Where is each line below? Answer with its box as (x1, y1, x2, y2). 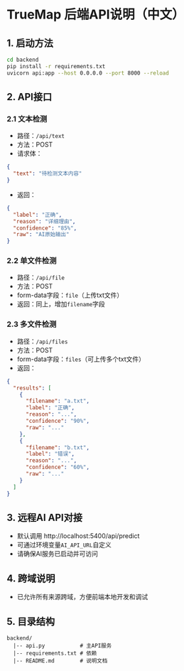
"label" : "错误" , (25, 451, 75, 458)
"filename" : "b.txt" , (25, 444, 90, 451)
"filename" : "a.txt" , (25, 397, 90, 405)
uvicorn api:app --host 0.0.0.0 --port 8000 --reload (6, 69, 170, 77)
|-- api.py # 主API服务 (13, 642, 112, 649)
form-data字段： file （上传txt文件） (16, 291, 124, 299)
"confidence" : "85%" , (13, 225, 77, 232)
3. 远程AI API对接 (6, 511, 83, 523)
